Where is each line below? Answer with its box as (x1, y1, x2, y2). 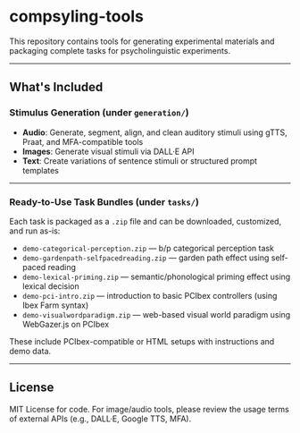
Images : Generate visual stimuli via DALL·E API (21, 146, 195, 157)
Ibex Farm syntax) (21, 300, 89, 310)
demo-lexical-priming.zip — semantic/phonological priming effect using (21, 271, 291, 282)
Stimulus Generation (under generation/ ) (9, 106, 189, 119)
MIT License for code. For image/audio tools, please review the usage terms (9, 403, 290, 414)
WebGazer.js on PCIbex (21, 318, 110, 329)
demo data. (9, 345, 52, 356)
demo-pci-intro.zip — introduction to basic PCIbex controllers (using (21, 290, 278, 301)
